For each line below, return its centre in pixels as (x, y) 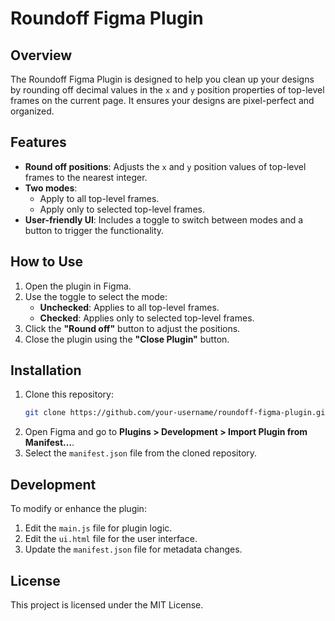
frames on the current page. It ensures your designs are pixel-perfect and (162, 100)
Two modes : (51, 188)
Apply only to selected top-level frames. (122, 209)
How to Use (47, 262)
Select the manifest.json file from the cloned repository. (141, 453)
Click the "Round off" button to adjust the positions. (132, 328)
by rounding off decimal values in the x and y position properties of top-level (167, 90)
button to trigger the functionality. (94, 230)
